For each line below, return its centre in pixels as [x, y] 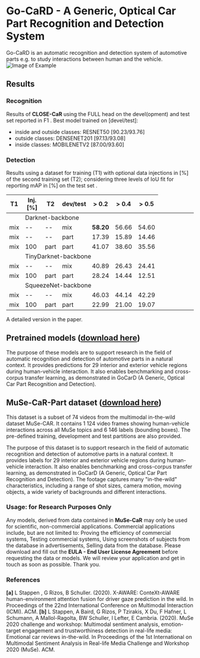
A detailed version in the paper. [44, 319]
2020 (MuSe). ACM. [31, 650]
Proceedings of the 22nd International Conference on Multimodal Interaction [100, 606]
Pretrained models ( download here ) [73, 338]
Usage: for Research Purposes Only [59, 507]
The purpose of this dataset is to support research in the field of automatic [98, 447]
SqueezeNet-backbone [58, 285]
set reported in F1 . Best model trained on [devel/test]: [72, 120]
